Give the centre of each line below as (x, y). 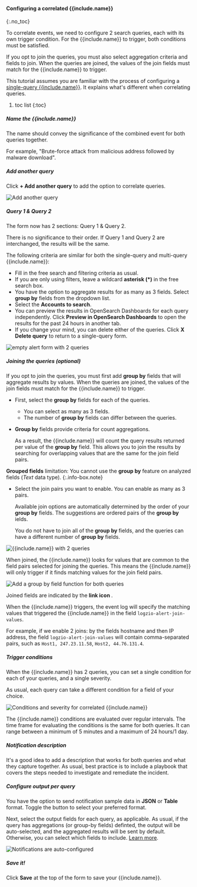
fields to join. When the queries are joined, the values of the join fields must (98, 63)
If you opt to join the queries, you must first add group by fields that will (93, 376)
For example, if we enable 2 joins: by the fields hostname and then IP (90, 631)
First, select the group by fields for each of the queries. (82, 400)
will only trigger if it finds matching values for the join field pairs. (84, 573)
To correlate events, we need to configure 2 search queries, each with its (95, 33)
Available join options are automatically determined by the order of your (102, 507)
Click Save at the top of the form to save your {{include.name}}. (84, 878)
